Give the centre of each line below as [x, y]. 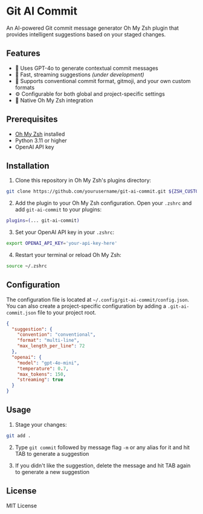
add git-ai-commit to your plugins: [58, 210]
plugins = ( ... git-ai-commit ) [43, 221]
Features [23, 54]
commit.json [21, 313]
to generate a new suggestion [52, 472]
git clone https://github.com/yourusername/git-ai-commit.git [86, 192]
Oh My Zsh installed [40, 134]
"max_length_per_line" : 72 [51, 346]
